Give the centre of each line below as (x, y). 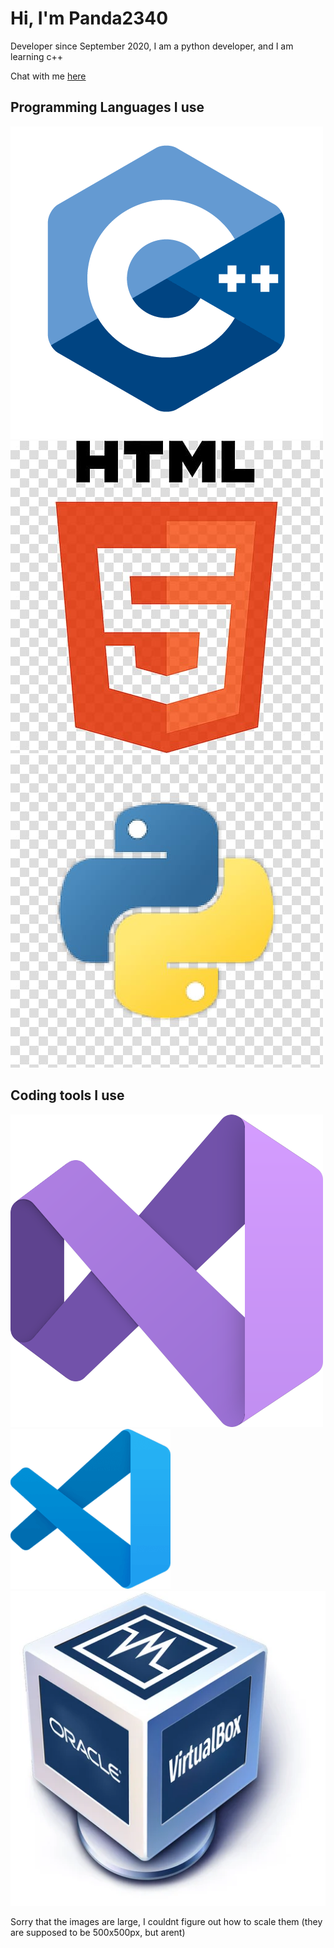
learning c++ (37, 56)
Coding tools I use (67, 1095)
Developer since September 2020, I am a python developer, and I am (152, 46)
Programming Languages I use (107, 107)
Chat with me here (48, 76)
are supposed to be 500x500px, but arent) (98, 1932)
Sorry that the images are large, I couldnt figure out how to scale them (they (166, 1921)
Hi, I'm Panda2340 (89, 18)
